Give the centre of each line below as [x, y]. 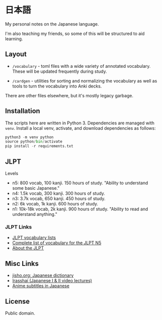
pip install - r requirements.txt [39, 146]
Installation [23, 111]
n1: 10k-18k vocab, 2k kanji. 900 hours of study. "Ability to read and [80, 209]
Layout [16, 54]
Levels [12, 173]
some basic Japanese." [36, 188]
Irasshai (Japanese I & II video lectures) [52, 281]
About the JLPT [28, 248]
